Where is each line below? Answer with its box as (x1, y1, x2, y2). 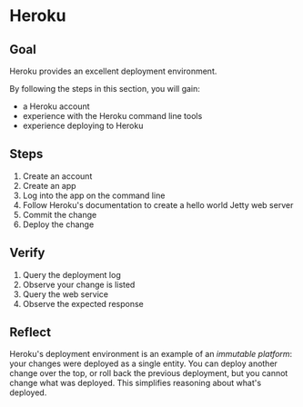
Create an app (22, 180, 76, 191)
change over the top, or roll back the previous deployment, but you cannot (9, 368, 288, 379)
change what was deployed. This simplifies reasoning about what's (9, 378, 262, 389)
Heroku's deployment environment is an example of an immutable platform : (9, 349, 293, 360)
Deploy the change (22, 219, 95, 230)
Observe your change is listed (22, 279, 136, 290)
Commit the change (22, 209, 97, 220)
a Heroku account (22, 101, 90, 112)
